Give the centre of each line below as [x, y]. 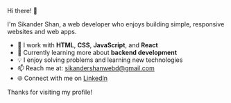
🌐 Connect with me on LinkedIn [62, 78]
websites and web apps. [42, 32]
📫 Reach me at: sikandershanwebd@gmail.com [86, 68]
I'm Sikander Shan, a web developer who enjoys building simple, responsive [116, 24]
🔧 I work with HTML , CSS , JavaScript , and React [87, 45]
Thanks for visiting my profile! [50, 92]
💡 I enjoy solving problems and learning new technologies [100, 60]
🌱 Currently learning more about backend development [97, 53]
